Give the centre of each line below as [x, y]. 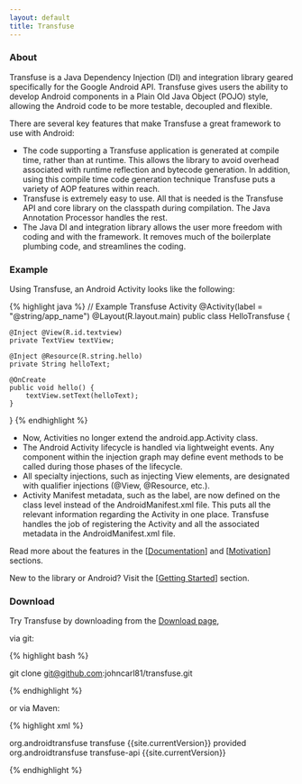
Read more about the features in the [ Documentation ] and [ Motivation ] [140, 552]
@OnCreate [28, 380]
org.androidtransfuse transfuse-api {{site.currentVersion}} [118, 752]
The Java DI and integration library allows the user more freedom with [152, 227]
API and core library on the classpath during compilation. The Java [146, 207]
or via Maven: [35, 708]
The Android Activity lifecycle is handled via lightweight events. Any [148, 448]
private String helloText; [60, 365]
